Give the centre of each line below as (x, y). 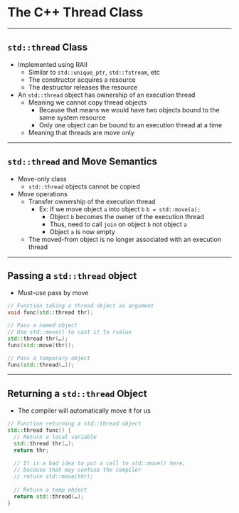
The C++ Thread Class (75, 12)
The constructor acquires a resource (82, 80)
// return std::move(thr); (54, 477)
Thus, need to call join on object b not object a (118, 224)
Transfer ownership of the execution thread (92, 201)
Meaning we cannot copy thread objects (87, 102)
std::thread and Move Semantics (83, 162)
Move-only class (42, 179)
